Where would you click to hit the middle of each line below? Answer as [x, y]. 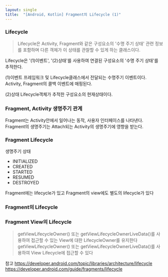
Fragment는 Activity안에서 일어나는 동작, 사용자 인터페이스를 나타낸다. [74, 120]
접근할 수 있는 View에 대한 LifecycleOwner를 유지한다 [84, 240]
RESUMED [23, 177]
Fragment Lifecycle [29, 140]
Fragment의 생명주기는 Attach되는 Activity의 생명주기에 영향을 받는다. [74, 127]
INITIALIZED [25, 161]
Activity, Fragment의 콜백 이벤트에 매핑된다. [49, 84]
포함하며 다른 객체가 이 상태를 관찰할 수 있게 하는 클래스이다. [81, 50]
